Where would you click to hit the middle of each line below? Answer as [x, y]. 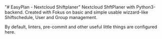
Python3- [146, 7]
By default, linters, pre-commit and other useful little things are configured [81, 27]
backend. [14, 12]
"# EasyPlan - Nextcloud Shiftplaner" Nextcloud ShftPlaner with [70, 7]
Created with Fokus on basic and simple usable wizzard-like [86, 12]
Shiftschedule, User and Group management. [51, 17]
